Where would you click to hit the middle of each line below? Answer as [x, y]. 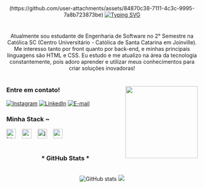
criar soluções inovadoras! [102, 69]
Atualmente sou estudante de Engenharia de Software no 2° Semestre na [102, 36]
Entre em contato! [33, 90]
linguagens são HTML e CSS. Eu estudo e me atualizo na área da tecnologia [102, 55]
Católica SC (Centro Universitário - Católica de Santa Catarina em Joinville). [102, 42]
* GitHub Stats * [66, 158]
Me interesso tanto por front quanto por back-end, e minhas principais [102, 49]
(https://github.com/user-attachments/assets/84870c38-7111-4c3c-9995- [102, 8]
